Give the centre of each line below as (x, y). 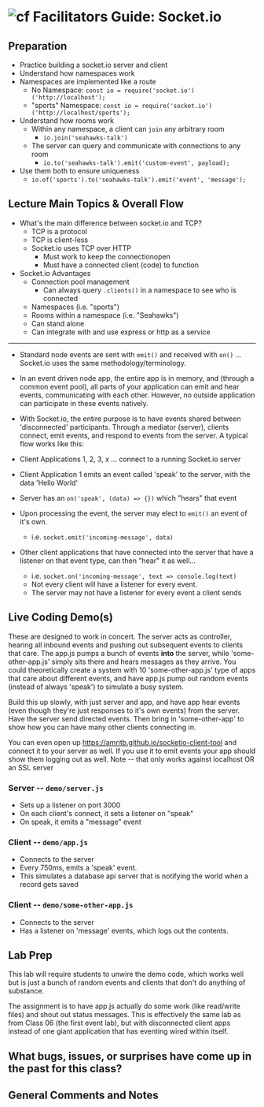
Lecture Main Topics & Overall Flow (96, 204)
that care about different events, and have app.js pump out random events (128, 678)
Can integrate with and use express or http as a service (121, 332)
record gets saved (49, 885)
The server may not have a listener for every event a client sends (136, 592)
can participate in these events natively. (84, 403)
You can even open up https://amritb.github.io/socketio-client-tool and (123, 742)
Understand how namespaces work (77, 73)
